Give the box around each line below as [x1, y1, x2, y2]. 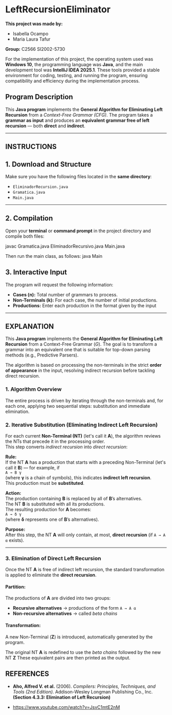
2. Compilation [5, 214, 53, 223]
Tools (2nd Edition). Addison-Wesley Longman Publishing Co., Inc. [12, 688, 153, 694]
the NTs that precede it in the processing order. [5, 438, 105, 444]
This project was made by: [5, 21, 63, 27]
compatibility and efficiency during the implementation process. [5, 78, 140, 84]
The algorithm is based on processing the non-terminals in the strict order [5, 362, 162, 368]
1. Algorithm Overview [5, 386, 62, 393]
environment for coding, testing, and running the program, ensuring [5, 72, 148, 78]
